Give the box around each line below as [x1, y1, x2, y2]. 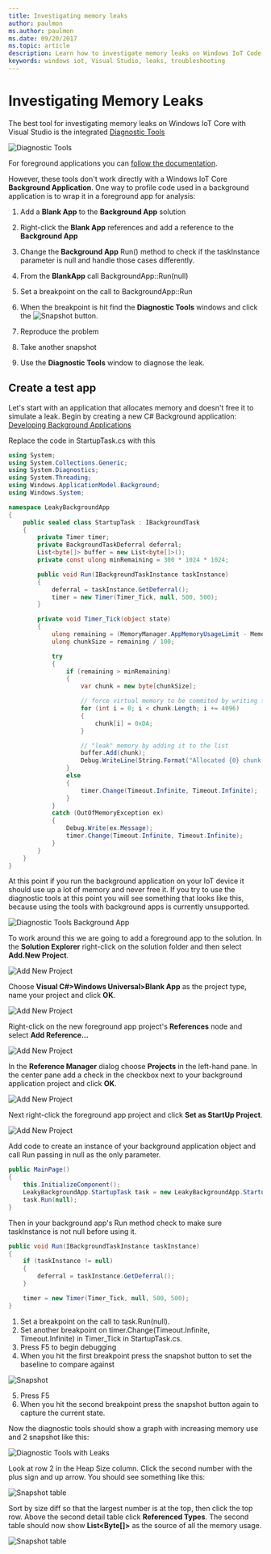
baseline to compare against [19, 1359, 115, 1369]
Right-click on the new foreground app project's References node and [8, 1021, 243, 1031]
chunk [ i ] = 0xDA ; [94, 719, 153, 727]
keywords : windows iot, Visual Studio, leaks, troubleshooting [8, 57, 226, 65]
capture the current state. [19, 1408, 106, 1417]
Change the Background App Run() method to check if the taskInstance [19, 246, 261, 256]
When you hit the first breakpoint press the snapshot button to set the [19, 1350, 252, 1360]
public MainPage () [8, 1165, 70, 1174]
